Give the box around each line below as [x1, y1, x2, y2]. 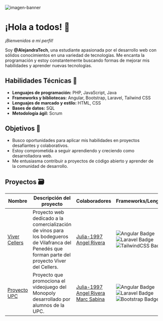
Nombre [8, 197, 28, 204]
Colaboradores [76, 197, 112, 204]
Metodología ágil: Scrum [12, 110, 63, 116]
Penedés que [33, 246, 63, 252]
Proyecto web [33, 209, 65, 216]
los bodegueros [33, 233, 69, 240]
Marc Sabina [76, 296, 105, 303]
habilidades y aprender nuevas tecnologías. [5, 62, 92, 68]
